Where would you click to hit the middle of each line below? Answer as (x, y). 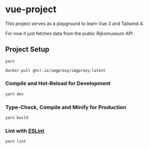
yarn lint (16, 141)
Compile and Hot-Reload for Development (58, 84)
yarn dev (14, 94)
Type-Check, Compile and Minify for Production (66, 107)
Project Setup (27, 49)
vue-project (31, 9)
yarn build (17, 118)
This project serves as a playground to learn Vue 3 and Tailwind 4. (74, 23)
